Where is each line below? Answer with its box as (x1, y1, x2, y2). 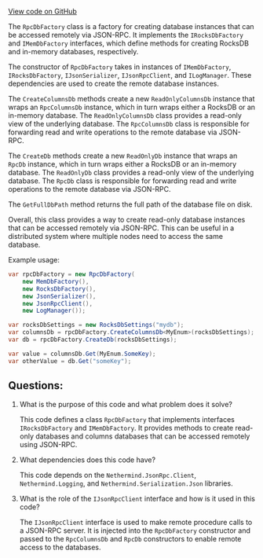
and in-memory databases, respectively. (8, 47, 139, 56)
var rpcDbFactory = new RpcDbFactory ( (8, 270, 135, 278)
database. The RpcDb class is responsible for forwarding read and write (8, 176, 237, 185)
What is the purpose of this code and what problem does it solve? (19, 400, 233, 409)
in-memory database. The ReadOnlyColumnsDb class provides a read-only (8, 111, 242, 120)
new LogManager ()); (22, 307, 86, 315)
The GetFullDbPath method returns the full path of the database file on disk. (8, 200, 253, 209)
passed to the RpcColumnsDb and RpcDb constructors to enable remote (19, 534, 242, 544)
